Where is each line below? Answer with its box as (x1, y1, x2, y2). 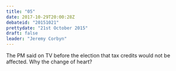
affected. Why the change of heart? (6, 58, 92, 65)
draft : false (6, 31, 38, 36)
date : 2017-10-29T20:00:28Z (6, 14, 75, 20)
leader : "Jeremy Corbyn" (6, 36, 67, 42)
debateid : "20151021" (6, 19, 59, 25)
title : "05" (6, 8, 35, 15)
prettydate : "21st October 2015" (6, 25, 88, 31)
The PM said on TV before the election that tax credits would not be (6, 52, 171, 59)
